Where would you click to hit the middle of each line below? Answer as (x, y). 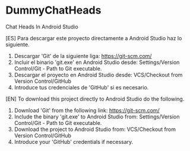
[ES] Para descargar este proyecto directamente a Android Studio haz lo (94, 38)
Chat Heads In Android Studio (42, 27)
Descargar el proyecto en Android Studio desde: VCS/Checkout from (98, 75)
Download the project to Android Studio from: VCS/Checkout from (95, 129)
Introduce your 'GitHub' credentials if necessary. (74, 142)
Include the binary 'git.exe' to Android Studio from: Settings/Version (97, 117)
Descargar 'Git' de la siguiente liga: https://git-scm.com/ (83, 56)
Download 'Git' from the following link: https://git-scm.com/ (87, 110)
